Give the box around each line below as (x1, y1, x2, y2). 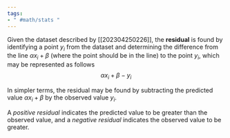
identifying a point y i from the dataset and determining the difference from (7, 43, 219, 52)
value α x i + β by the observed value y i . (7, 93, 117, 103)
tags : (7, 10, 23, 17)
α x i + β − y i (100, 71, 132, 81)
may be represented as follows (7, 60, 95, 69)
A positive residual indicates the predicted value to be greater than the (7, 108, 208, 117)
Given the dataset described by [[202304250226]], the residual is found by (7, 35, 223, 43)
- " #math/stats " (7, 16, 60, 23)
